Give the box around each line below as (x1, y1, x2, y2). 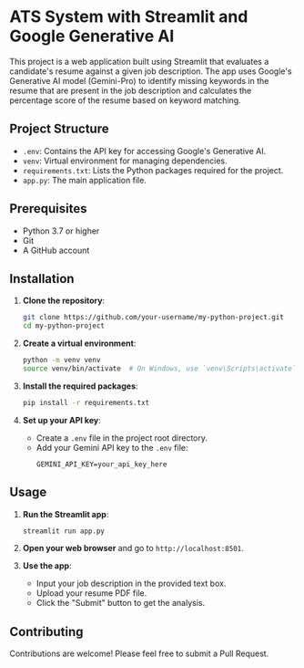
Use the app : (22, 560, 72, 571)
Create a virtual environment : (22, 338, 137, 349)
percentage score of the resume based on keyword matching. (9, 94, 241, 106)
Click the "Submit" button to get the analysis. (35, 598, 206, 609)
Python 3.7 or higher (22, 225, 100, 236)
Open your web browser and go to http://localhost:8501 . (22, 543, 244, 554)
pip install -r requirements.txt (22, 398, 150, 407)
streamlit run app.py (22, 527, 105, 536)
